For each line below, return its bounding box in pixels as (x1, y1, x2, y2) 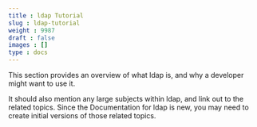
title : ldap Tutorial (8, 11, 84, 20)
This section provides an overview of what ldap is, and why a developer (8, 71, 244, 79)
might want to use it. (8, 79, 76, 88)
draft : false (8, 33, 56, 42)
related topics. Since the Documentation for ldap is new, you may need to (8, 102, 249, 112)
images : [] (8, 41, 48, 49)
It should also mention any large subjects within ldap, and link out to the (8, 94, 244, 103)
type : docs (8, 48, 48, 56)
